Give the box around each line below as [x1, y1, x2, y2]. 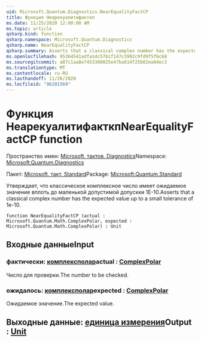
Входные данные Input [6, 239, 95, 250]
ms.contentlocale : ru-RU [6, 70, 68, 76]
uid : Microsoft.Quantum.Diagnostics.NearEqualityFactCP [6, 8, 148, 15]
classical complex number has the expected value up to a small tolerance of [6, 194, 193, 202]
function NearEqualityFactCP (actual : [6, 212, 106, 219]
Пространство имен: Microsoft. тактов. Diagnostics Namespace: [6, 152, 167, 160]
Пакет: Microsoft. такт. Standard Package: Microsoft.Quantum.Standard [6, 170, 182, 178]
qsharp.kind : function [6, 31, 63, 37]
